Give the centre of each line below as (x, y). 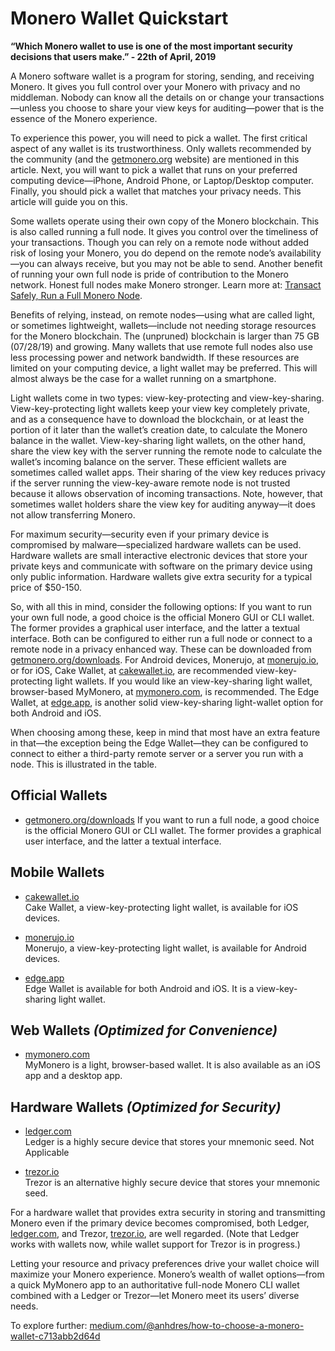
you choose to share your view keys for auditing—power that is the (186, 108)
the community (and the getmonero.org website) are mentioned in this (155, 159)
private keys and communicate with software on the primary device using (161, 566)
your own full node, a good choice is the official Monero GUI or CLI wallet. (162, 617)
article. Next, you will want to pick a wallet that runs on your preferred (154, 169)
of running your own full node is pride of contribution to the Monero (149, 274)
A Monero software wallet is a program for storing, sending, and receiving (162, 76)
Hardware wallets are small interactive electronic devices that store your (159, 555)
